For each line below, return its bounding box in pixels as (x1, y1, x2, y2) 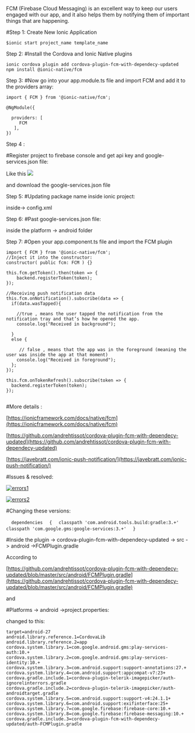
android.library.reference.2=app (6, 639, 88, 645)
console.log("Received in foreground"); (16, 357, 116, 363)
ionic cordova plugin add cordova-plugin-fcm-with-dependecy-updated (6, 61, 179, 67)
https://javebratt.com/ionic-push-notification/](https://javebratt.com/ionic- (8, 456, 187, 463)
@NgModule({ (6, 105, 35, 111)
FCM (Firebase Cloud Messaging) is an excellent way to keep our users (6, 5, 178, 12)
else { (11, 336, 27, 342)
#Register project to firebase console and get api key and (6, 152, 144, 159)
